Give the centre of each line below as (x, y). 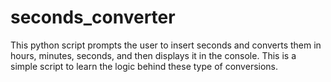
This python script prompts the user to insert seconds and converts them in (166, 45)
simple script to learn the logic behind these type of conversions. (144, 66)
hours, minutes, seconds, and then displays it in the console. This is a (153, 55)
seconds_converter (93, 17)
